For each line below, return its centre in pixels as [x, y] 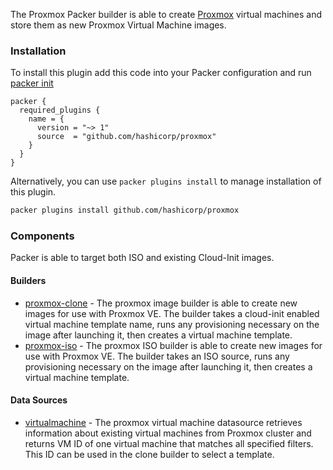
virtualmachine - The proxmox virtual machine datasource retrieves [163, 422]
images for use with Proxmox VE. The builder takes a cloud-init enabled [172, 313]
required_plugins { [60, 110]
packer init [32, 83]
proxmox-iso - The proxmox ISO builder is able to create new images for [173, 345]
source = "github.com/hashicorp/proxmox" [126, 137]
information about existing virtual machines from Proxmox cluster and [168, 433]
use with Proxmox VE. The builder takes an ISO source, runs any [157, 356]
